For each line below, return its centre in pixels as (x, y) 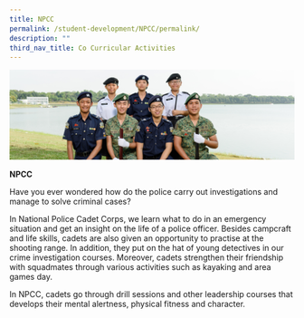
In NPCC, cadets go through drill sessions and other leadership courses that (151, 294)
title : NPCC (32, 19)
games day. (31, 277)
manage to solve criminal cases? (70, 202)
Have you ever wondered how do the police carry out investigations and (144, 192)
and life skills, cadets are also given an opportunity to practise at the (137, 238)
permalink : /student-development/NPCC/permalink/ (105, 29)
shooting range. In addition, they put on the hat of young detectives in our (147, 248)
